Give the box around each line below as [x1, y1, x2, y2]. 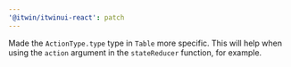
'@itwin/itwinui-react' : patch [8, 13, 125, 22]
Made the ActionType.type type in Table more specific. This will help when [8, 38, 283, 48]
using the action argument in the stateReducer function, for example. [8, 46, 262, 58]
